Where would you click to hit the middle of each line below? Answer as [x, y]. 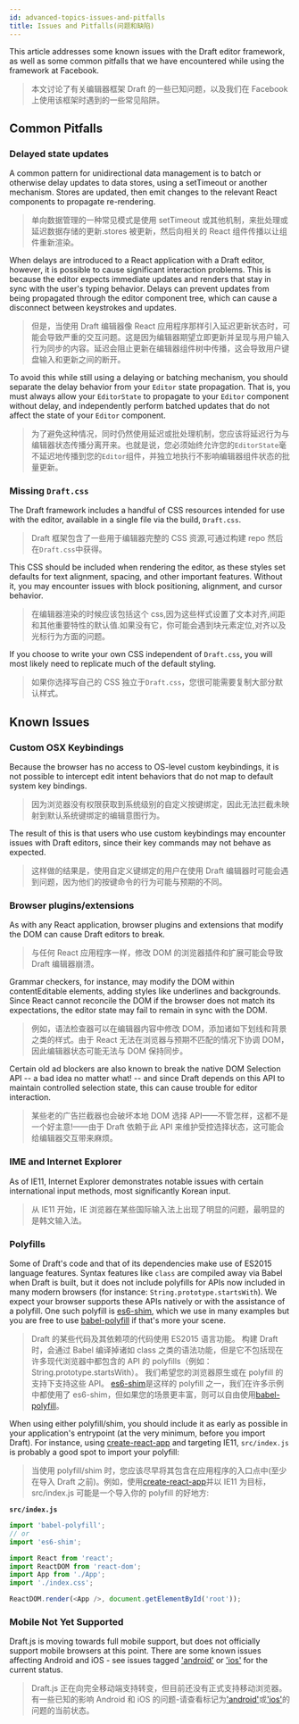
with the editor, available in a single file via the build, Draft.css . [125, 520]
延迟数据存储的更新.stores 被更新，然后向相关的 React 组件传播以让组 [159, 231]
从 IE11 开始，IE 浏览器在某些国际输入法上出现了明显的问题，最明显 [154, 1209]
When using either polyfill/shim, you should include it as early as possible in [149, 1424]
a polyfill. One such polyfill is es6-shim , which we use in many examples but [149, 1311]
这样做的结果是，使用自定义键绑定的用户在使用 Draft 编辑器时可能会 [156, 870]
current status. [36, 1670]
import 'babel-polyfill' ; [57, 1526]
